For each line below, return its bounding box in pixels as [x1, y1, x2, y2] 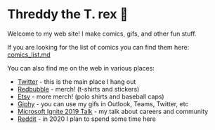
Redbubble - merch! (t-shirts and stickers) [17, 85, 140, 93]
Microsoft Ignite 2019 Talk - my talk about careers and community [17, 107, 209, 115]
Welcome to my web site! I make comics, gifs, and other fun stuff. [7, 29, 197, 38]
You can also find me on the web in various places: [7, 64, 155, 72]
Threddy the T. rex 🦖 [7, 6, 129, 22]
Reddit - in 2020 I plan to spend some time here [17, 115, 157, 123]
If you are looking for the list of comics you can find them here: [7, 43, 190, 51]
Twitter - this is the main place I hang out [17, 77, 136, 86]
